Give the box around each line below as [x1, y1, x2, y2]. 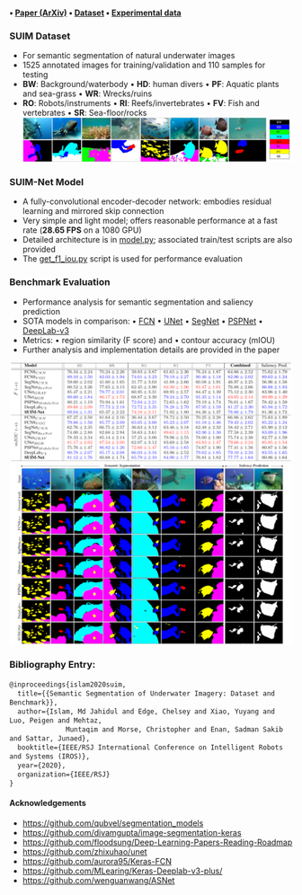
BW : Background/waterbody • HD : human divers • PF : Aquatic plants [22, 78, 280, 89]
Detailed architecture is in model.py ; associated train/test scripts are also [22, 235, 293, 245]
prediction [22, 306, 61, 316]
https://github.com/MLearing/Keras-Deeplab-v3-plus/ [22, 865, 223, 876]
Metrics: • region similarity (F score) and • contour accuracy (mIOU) [22, 334, 276, 345]
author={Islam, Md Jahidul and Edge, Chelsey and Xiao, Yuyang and [17, 706, 276, 716]
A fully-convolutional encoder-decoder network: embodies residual [22, 196, 272, 207]
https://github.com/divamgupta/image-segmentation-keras [22, 827, 242, 837]
